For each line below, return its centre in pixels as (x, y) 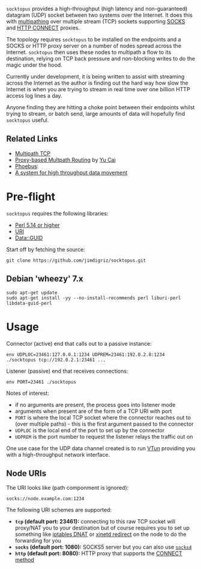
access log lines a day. (34, 96)
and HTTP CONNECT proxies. (43, 28)
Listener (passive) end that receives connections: (67, 371)
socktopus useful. (28, 120)
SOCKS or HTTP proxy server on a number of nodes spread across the (94, 46)
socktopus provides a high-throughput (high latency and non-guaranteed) (97, 9)
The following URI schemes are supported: (59, 510)
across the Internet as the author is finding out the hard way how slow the (97, 83)
